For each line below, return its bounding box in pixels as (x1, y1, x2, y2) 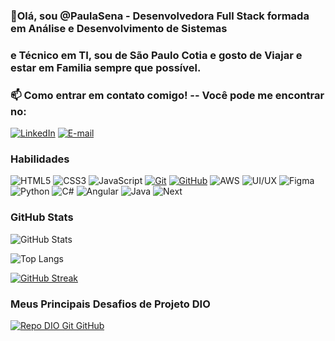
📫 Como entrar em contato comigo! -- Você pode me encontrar (10, 88, 325, 102)
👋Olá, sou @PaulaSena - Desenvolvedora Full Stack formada (10, 9, 310, 23)
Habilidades (10, 152, 70, 166)
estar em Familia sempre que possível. (10, 60, 202, 74)
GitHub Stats (10, 210, 74, 224)
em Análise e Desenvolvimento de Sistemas (10, 21, 228, 35)
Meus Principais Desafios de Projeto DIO (10, 297, 211, 311)
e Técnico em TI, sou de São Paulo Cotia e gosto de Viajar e (10, 48, 303, 62)
